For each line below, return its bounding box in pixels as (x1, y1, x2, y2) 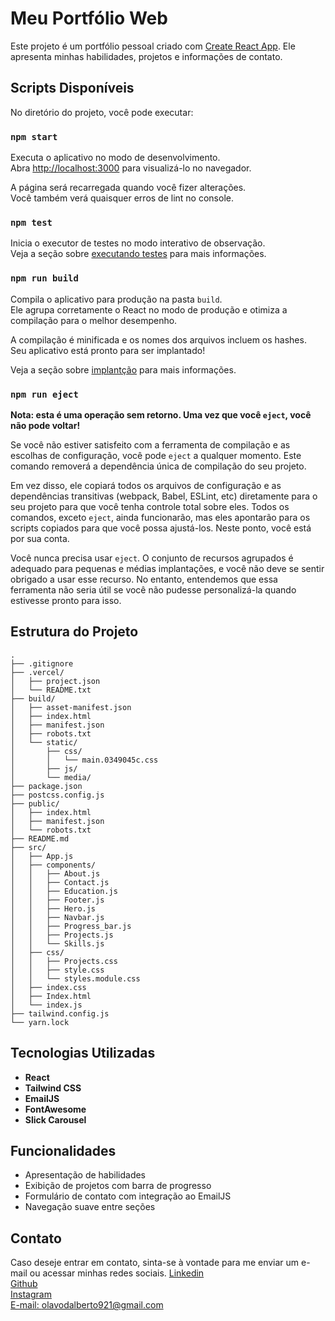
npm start (10, 131, 58, 142)
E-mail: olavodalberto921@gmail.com (10, 1299, 164, 1311)
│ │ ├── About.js (10, 868, 101, 879)
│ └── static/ (10, 737, 78, 747)
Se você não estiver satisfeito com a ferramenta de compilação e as (10, 438, 291, 451)
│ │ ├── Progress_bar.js (10, 921, 132, 931)
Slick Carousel (24, 1113, 87, 1126)
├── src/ (10, 842, 47, 852)
